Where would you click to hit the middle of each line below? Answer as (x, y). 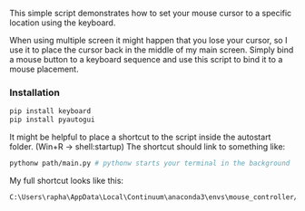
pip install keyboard (50, 111)
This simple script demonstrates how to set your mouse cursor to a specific (151, 13)
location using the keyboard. (63, 23)
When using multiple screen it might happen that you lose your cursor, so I (148, 40)
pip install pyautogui (52, 120)
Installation (35, 92)
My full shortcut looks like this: (67, 180)
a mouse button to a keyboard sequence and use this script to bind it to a (146, 59)
